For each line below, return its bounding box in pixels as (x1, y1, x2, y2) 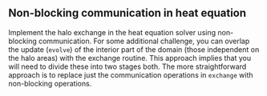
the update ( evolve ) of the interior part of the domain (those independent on (8, 44, 260, 54)
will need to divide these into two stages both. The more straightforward (8, 62, 247, 71)
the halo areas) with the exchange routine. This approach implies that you (8, 53, 251, 62)
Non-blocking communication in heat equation (8, 6, 247, 20)
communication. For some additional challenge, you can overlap (38, 36, 250, 46)
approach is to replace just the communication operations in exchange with (8, 70, 253, 79)
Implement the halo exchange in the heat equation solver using (8, 27, 216, 37)
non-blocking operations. (8, 78, 92, 88)
